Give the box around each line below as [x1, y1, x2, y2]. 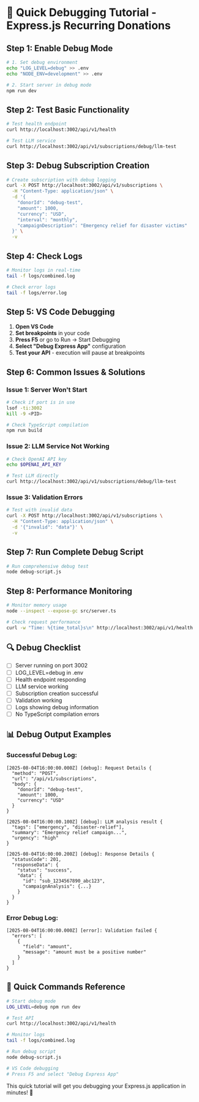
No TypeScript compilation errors [15, 710, 100, 718]
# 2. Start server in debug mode [6, 82, 92, 88]
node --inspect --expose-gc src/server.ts [6, 608, 116, 614]
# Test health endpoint [6, 121, 67, 127]
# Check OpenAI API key [6, 456, 67, 462]
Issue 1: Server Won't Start [6, 385, 88, 394]
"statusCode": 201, [12, 856, 62, 862]
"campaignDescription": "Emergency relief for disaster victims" [17, 222, 188, 229]
